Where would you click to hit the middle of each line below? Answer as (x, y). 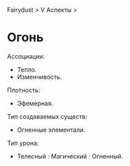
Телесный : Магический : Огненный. (70, 156)
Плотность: (24, 90)
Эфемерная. (35, 103)
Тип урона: (23, 143)
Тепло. (27, 69)
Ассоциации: (26, 56)
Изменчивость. (39, 77)
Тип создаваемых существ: (47, 116)
